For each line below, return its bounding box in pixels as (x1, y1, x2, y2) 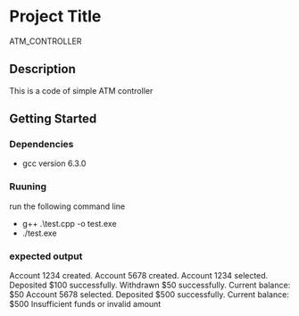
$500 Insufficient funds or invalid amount (9, 299, 162, 310)
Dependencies (9, 138, 74, 151)
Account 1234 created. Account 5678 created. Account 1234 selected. (9, 270, 269, 281)
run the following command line (9, 201, 126, 212)
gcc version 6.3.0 (21, 158, 87, 169)
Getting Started (9, 112, 97, 127)
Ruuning (9, 180, 47, 193)
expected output (9, 250, 83, 262)
